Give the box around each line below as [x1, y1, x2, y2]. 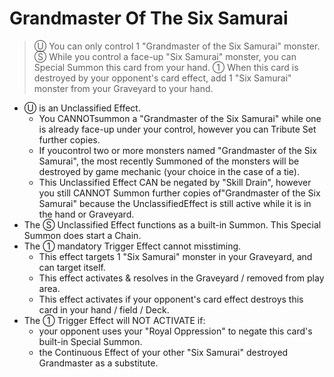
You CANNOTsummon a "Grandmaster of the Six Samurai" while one [38, 112, 322, 124]
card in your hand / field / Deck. [38, 303, 170, 316]
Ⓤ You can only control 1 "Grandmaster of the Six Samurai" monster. [33, 40, 321, 52]
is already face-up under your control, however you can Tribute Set [38, 123, 317, 135]
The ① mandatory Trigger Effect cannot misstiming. [23, 240, 242, 252]
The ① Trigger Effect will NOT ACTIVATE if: [23, 314, 206, 326]
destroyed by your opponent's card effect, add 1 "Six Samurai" [33, 72, 292, 84]
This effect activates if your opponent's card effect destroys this [38, 293, 304, 305]
